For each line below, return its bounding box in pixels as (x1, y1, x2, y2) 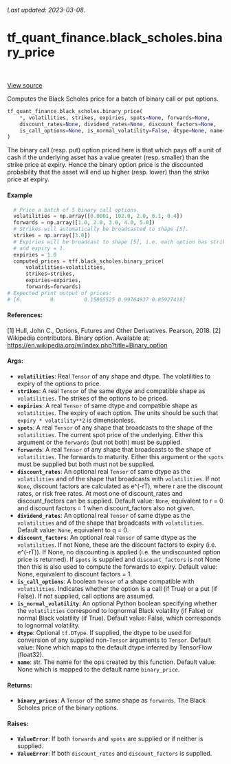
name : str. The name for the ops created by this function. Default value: (16, 658, 217, 666)
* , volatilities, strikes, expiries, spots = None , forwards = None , (19, 114, 211, 121)
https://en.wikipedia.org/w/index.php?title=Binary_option (7, 341, 168, 349)
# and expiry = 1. (13, 245, 67, 252)
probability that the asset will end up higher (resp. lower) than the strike (7, 168, 210, 177)
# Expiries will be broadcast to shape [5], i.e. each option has (13, 238, 208, 245)
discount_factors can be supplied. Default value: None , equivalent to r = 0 (16, 496, 223, 505)
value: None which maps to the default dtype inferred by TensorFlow (16, 643, 212, 652)
